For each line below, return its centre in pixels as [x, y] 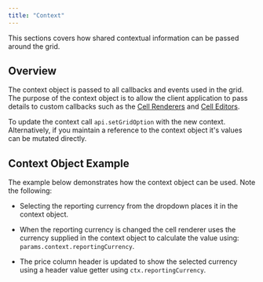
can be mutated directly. [47, 139]
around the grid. [34, 46]
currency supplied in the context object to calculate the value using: [129, 238]
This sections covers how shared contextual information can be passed [124, 38]
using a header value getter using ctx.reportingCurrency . [113, 270]
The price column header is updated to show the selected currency [128, 262]
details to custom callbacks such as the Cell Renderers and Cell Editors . [124, 106]
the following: [30, 191]
